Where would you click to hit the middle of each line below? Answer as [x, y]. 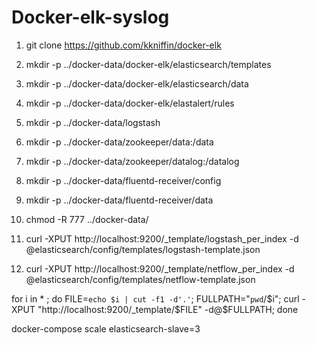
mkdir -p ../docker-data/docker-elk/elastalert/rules [130, 103]
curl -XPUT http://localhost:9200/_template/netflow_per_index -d [160, 268]
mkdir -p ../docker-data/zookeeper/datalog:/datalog [132, 161]
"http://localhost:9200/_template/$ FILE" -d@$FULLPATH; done [168, 309]
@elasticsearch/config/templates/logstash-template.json [143, 249]
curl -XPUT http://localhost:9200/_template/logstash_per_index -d [162, 238]
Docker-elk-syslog [90, 17]
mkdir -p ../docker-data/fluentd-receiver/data [119, 200]
